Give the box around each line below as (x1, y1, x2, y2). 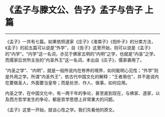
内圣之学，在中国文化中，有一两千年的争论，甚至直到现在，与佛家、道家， (5, 90, 156, 96)
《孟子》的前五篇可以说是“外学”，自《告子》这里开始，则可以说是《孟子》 (5, 45, 153, 51)
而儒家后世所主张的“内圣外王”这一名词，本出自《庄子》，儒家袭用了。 (5, 57, 145, 63)
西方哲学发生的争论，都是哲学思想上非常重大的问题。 (9, 96, 117, 102)
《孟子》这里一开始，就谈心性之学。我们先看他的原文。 (5, 107, 117, 113)
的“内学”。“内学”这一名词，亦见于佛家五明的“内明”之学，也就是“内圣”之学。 (5, 51, 158, 57)
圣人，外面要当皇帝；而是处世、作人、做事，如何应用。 (18, 80, 130, 86)
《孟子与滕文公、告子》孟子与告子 (5, 4, 143, 16)
